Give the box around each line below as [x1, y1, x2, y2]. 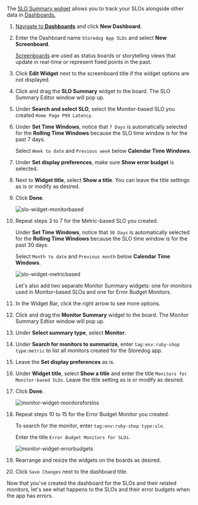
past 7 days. [15, 136, 46, 143]
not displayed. [15, 76, 50, 83]
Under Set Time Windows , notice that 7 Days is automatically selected [15, 123, 187, 130]
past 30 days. [15, 241, 49, 248]
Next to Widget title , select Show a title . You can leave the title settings [15, 177, 190, 183]
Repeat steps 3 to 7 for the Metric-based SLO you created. [15, 218, 158, 224]
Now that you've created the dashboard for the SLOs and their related [7, 480, 177, 487]
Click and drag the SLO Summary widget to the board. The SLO [15, 88, 171, 94]
